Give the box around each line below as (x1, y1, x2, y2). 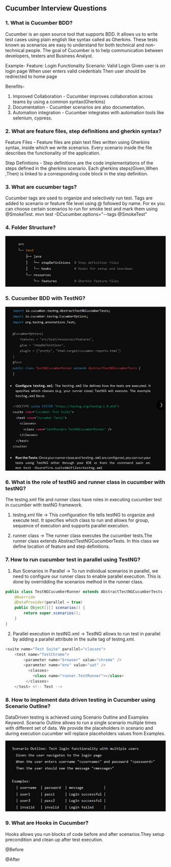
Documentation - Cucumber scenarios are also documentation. (12, 104, 146, 110)
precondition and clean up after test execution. (5, 836, 103, 843)
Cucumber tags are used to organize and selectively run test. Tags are (5, 195, 153, 201)
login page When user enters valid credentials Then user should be (5, 68, 146, 74)
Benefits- (5, 83, 25, 89)
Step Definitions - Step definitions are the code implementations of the (5, 160, 154, 166)
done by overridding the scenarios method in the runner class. (12, 578, 144, 584)
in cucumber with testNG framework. (5, 502, 83, 508)
